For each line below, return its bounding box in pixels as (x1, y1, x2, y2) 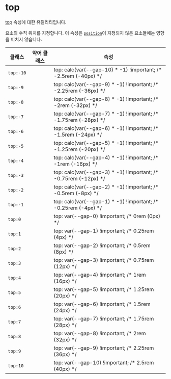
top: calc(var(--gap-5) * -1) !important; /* (53, 139, 159, 146)
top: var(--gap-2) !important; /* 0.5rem (53, 241, 151, 249)
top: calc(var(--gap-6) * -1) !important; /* (53, 124, 159, 131)
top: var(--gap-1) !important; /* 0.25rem (53, 227, 154, 234)
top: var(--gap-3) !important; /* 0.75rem (53, 256, 154, 263)
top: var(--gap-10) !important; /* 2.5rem (53, 359, 154, 366)
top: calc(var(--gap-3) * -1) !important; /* (53, 169, 159, 176)
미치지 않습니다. (10, 36, 42, 42)
